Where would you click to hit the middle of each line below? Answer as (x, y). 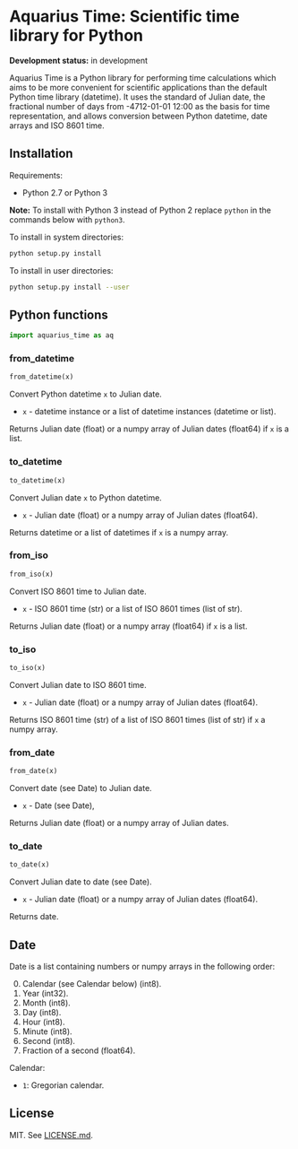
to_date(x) (30, 865)
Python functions (59, 314)
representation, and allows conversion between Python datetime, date (139, 116)
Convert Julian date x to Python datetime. (86, 497)
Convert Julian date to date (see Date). (81, 882)
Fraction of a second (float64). (79, 1050)
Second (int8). (49, 1041)
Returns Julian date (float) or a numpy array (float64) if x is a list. (128, 626)
